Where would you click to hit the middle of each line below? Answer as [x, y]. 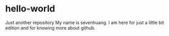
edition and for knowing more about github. [50, 27]
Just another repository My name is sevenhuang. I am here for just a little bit [85, 22]
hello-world [30, 9]
